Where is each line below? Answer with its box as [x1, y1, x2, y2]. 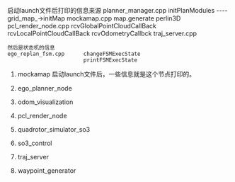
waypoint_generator [17, 166, 76, 175]
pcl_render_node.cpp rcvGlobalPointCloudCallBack [7, 22, 157, 30]
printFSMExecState [83, 57, 138, 64]
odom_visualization [17, 98, 74, 106]
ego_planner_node [17, 84, 72, 92]
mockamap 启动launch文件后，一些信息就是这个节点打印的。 [17, 70, 196, 78]
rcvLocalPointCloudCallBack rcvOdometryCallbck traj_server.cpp [7, 29, 197, 38]
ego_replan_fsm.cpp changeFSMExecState [7, 50, 141, 57]
